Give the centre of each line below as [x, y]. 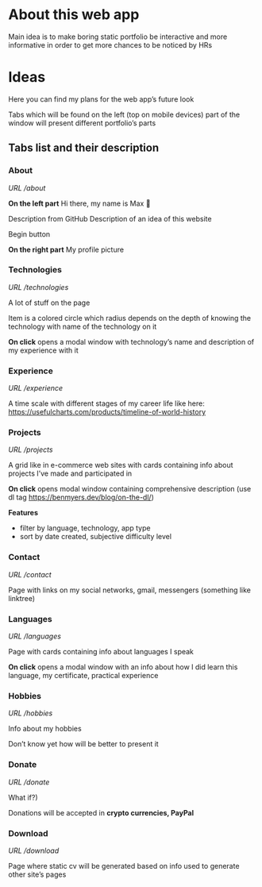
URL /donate [29, 782]
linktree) [22, 598]
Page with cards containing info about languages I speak [101, 652]
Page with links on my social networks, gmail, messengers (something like [130, 590]
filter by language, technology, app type [85, 528]
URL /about [27, 187]
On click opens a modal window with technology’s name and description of [131, 341]
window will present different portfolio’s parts [82, 123]
